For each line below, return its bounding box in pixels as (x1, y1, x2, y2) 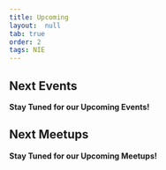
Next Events (9, 78, 78, 93)
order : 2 (9, 37, 41, 47)
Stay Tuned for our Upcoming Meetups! (9, 151, 157, 161)
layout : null (9, 21, 62, 30)
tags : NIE (9, 46, 46, 55)
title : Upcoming (9, 12, 69, 22)
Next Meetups (9, 127, 89, 142)
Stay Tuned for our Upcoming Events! (9, 101, 150, 112)
